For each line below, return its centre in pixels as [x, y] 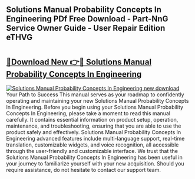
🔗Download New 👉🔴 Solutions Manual [79, 62]
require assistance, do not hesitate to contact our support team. [83, 170]
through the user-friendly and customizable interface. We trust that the [92, 151]
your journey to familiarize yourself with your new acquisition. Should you [95, 164]
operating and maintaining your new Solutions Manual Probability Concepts [97, 101]
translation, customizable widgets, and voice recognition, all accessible [92, 145]
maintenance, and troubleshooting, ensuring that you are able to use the [94, 126]
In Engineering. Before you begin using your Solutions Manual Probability [95, 107]
